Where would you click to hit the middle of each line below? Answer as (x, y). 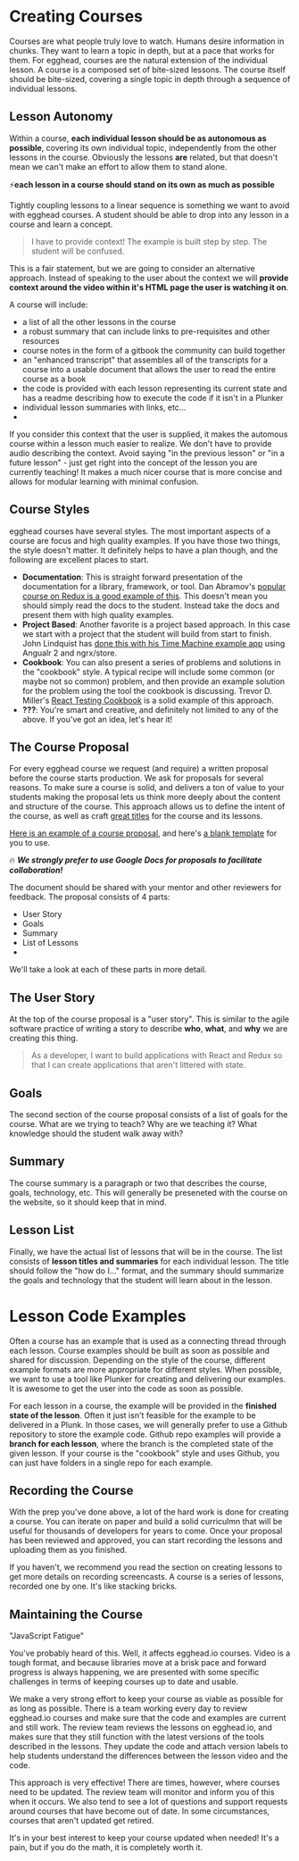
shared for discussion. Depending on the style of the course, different (137, 1360)
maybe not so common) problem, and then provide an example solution (154, 681)
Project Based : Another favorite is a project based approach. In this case (156, 624)
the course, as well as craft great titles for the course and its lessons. (136, 816)
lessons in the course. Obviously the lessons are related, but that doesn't (144, 157)
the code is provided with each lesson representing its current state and (154, 388)
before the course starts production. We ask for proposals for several (137, 778)
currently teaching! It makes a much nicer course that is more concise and (146, 472)
